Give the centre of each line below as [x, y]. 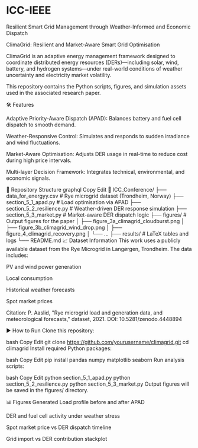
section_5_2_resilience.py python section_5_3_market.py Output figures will [98, 384]
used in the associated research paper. [54, 93]
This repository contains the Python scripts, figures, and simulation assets [96, 86]
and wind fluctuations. [33, 142]
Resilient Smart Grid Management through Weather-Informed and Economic [98, 27]
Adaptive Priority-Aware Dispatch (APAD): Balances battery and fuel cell [94, 118]
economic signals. [28, 178]
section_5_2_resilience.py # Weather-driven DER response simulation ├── [97, 208]
